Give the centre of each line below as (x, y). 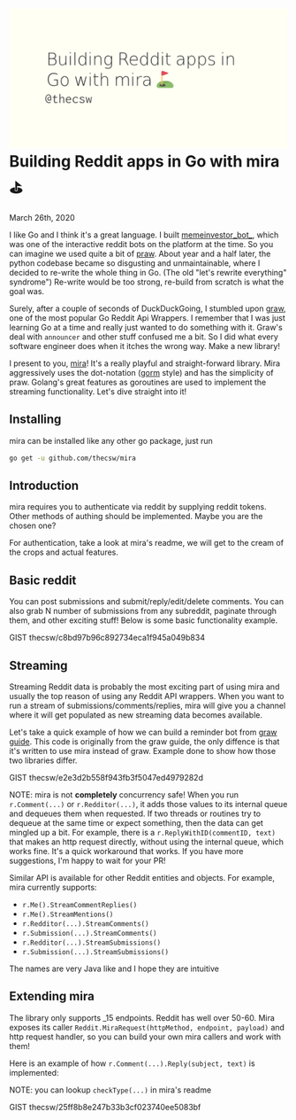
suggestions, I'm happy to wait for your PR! (87, 861)
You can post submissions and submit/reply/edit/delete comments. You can (147, 602)
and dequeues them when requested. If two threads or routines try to (135, 813)
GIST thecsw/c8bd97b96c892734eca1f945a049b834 (107, 638)
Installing (35, 420)
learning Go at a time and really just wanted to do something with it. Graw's (146, 327)
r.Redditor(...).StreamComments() (85, 924)
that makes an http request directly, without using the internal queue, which (147, 842)
